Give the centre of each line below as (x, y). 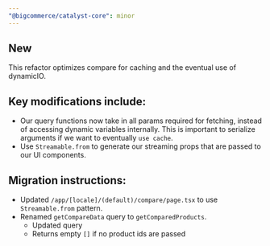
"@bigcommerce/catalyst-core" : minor (72, 16)
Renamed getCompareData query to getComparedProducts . (113, 217)
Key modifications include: (77, 101)
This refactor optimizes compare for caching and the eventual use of (122, 68)
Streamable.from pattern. (61, 208)
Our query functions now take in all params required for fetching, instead (141, 121)
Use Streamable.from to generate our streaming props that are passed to (141, 146)
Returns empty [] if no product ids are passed (109, 234)
